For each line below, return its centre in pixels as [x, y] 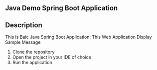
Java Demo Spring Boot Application [62, 8]
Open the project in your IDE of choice [52, 57]
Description [24, 25]
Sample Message [23, 42]
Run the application [32, 63]
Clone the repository [33, 52]
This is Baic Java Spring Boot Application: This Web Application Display [78, 37]
